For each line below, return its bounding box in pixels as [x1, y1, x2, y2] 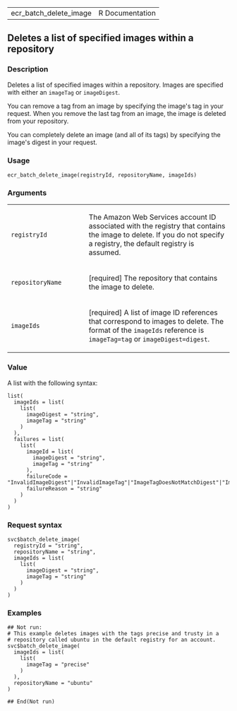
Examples [7, 608, 42, 618]
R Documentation [98, 8, 157, 18]
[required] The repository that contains [88, 274, 218, 283]
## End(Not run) [7, 698, 55, 705]
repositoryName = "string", [13, 548, 97, 556]
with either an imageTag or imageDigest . [7, 88, 121, 96]
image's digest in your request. [7, 138, 97, 146]
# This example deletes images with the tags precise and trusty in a [7, 630, 219, 637]
